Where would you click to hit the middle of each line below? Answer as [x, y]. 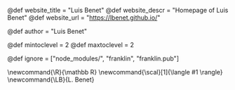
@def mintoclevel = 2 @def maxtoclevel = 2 [71, 45]
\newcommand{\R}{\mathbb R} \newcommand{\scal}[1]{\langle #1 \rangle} [115, 72]
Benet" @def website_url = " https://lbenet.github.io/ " [84, 18]
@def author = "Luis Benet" [47, 31]
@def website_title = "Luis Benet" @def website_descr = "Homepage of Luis [118, 10]
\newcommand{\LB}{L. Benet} [51, 79]
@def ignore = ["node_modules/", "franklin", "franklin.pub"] [93, 58]
